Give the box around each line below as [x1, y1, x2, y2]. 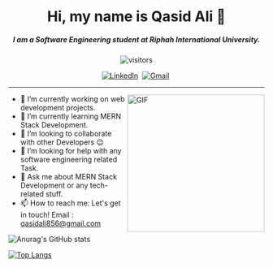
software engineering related [19, 154, 118, 165]
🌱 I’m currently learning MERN [19, 111, 122, 121]
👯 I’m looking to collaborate [19, 129, 112, 139]
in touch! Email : [19, 210, 75, 220]
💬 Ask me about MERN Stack [19, 172, 118, 182]
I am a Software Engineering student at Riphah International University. [12, 34, 261, 44]
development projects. [19, 103, 96, 113]
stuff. [45, 189, 63, 199]
